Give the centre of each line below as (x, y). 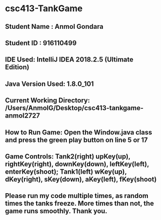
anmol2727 (22, 116)
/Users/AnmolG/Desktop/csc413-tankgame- (74, 108)
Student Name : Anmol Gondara (54, 27)
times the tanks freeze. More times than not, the (80, 204)
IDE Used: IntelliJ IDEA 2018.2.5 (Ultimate (69, 60)
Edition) (17, 67)
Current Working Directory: (48, 100)
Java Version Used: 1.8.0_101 (50, 84)
